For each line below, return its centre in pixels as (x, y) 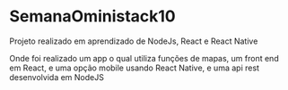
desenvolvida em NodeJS (57, 77)
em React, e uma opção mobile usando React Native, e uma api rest (135, 68)
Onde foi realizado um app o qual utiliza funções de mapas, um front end (144, 58)
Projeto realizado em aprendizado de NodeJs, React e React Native (134, 41)
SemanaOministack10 (93, 16)
